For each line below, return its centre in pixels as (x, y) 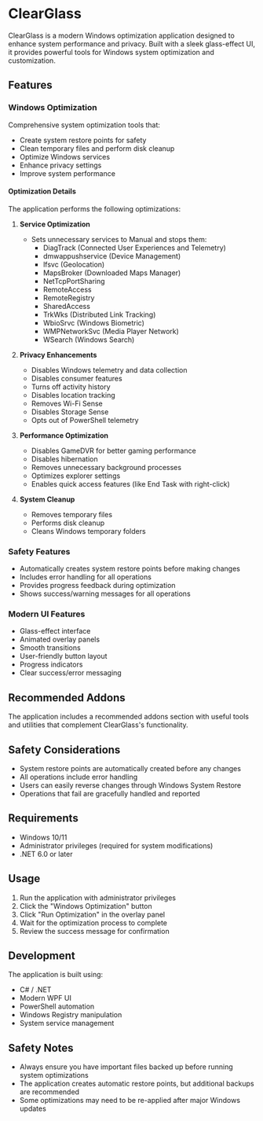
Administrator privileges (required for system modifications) (116, 845)
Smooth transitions (50, 648)
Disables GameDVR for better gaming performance (113, 450)
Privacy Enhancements (58, 355)
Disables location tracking (73, 395)
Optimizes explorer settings (76, 476)
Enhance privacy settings (60, 165)
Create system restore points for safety (83, 140)
